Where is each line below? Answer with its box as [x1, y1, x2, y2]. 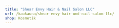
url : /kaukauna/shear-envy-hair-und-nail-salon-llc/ [5, 11, 115, 16]
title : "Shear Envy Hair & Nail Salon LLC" [5, 7, 95, 12]
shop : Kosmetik [5, 16, 36, 20]
